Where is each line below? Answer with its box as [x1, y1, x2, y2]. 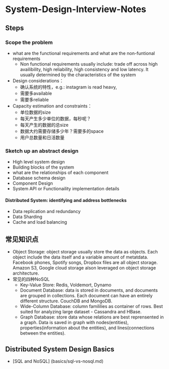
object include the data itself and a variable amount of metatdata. [12, 254, 148, 260]
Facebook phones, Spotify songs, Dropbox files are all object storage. [12, 259, 158, 266]
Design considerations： [12, 77, 64, 84]
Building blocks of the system [12, 164, 75, 170]
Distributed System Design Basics [5, 345, 115, 353]
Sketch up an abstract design [5, 147, 79, 154]
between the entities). [20, 330, 66, 336]
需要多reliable [20, 96, 49, 102]
